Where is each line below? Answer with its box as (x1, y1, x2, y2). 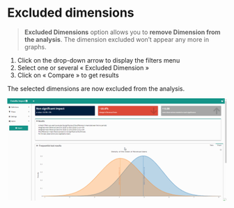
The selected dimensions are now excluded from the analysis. (7, 84, 185, 93)
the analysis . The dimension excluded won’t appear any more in (24, 35, 210, 43)
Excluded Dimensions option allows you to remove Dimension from (24, 28, 221, 36)
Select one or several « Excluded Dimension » (17, 63, 150, 72)
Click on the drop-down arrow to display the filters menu (17, 56, 180, 64)
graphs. (24, 42, 47, 51)
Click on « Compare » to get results (17, 71, 120, 79)
